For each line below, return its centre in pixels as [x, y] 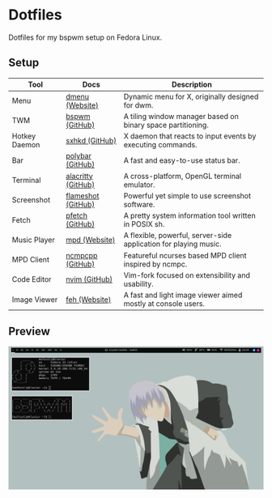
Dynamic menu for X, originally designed [191, 96]
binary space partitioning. [166, 125]
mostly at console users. [164, 304]
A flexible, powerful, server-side [178, 236]
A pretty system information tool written [190, 215]
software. [139, 204]
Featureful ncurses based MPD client [185, 255]
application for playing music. [172, 244]
